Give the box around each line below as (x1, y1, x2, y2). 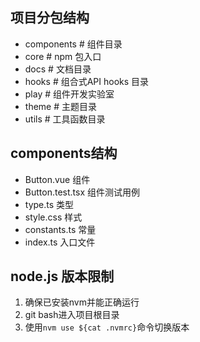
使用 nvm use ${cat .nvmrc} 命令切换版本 (24, 321, 190, 333)
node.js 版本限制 (10, 268, 115, 285)
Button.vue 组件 (24, 173, 91, 185)
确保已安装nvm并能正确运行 (24, 296, 140, 308)
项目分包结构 (10, 9, 90, 27)
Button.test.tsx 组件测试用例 (24, 186, 140, 198)
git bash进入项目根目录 (24, 309, 120, 321)
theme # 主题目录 (24, 100, 97, 112)
